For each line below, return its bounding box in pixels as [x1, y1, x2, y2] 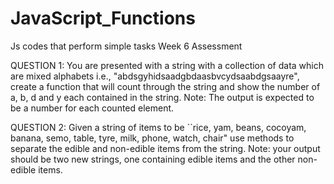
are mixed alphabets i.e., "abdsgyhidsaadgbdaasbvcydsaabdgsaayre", [10, 70, 300, 82]
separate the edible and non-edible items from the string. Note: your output [10, 142, 321, 154]
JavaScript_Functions [10, 7, 196, 30]
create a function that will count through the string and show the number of [10, 80, 321, 92]
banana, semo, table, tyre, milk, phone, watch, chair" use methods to [10, 132, 295, 144]
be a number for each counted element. [10, 102, 175, 114]
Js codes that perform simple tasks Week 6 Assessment [10, 40, 243, 52]
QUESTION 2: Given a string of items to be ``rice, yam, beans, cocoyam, [10, 121, 307, 133]
